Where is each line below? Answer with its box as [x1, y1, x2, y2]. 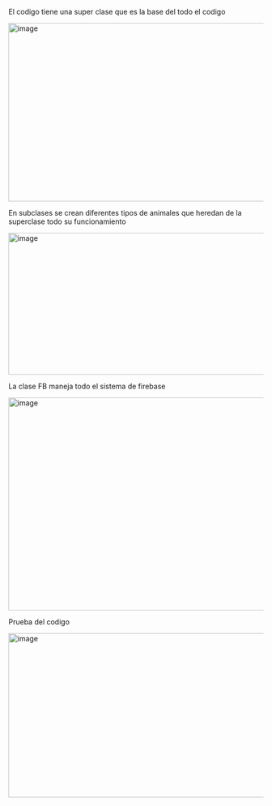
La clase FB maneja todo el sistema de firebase [8, 381, 166, 391]
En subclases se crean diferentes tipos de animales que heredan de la [8, 208, 242, 217]
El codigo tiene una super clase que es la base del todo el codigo [8, 7, 226, 16]
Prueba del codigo [8, 617, 70, 627]
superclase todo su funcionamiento [8, 217, 127, 226]
